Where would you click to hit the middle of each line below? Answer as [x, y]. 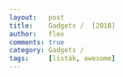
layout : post [37, 17]
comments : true [37, 42]
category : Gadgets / [47, 50]
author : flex [37, 34]
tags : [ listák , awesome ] [62, 58]
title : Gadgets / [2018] [62, 26]
